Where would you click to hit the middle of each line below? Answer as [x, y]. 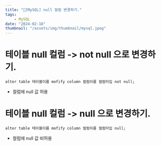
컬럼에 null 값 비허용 [32, 138]
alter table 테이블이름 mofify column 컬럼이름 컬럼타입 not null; [70, 82]
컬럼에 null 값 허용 [30, 92]
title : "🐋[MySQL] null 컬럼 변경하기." [43, 10]
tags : [11, 14]
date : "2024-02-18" [25, 24]
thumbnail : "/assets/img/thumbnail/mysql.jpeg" [56, 28]
